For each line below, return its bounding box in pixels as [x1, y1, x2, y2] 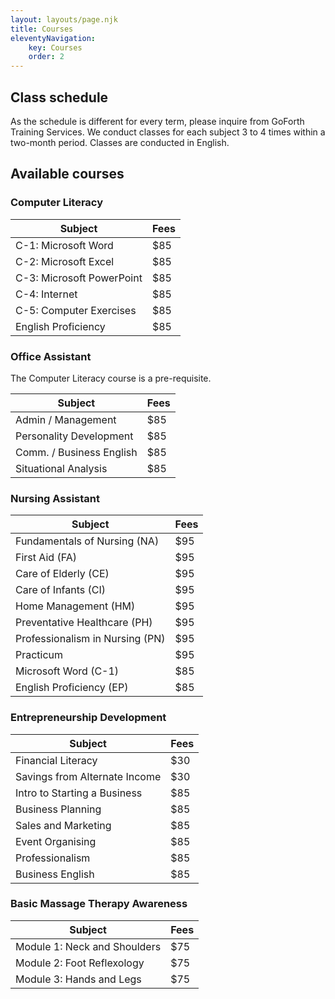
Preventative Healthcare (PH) [15, 616, 153, 630]
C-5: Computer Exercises [15, 303, 137, 317]
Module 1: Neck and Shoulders [15, 939, 162, 953]
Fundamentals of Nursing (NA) [15, 534, 160, 548]
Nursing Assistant [10, 491, 101, 505]
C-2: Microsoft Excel [15, 254, 115, 268]
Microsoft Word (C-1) [15, 664, 120, 678]
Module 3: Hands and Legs [15, 972, 142, 986]
